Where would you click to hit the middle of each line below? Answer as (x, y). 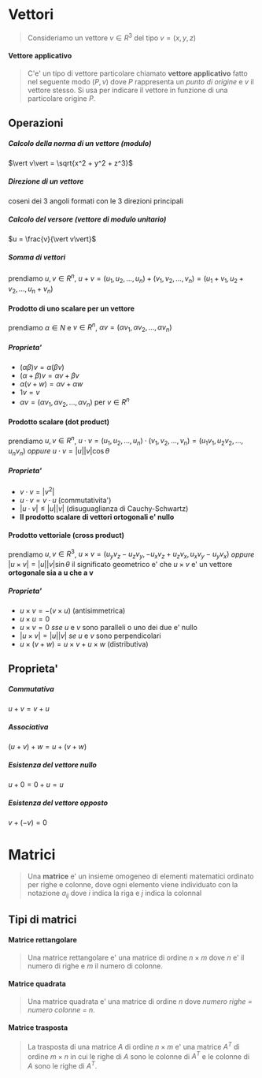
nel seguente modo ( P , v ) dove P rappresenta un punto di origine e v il (140, 81)
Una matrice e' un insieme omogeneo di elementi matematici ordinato (140, 876)
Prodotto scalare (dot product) (59, 422)
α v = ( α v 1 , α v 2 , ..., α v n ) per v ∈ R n (74, 402)
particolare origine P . (61, 98)
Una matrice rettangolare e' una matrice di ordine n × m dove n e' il (136, 957)
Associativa (28, 727)
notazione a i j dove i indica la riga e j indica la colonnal (114, 894)
